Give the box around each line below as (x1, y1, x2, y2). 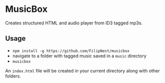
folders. (5, 73, 21, 79)
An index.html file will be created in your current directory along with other (5, 68, 160, 74)
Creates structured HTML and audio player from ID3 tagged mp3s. (5, 20, 143, 26)
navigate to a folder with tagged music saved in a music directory (12, 53, 147, 59)
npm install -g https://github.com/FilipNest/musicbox (12, 48, 130, 53)
